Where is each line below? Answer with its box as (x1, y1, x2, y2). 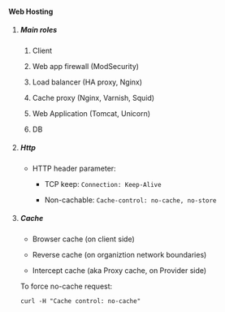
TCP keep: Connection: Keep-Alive (44, 179, 162, 188)
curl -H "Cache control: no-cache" (19, 297, 141, 305)
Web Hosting (8, 6, 54, 16)
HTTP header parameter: (32, 163, 116, 173)
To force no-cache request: (19, 281, 113, 291)
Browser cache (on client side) (32, 234, 136, 244)
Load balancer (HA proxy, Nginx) (32, 77, 143, 87)
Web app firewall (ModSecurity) (32, 61, 140, 71)
